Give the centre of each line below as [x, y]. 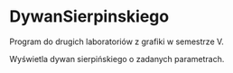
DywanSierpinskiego [89, 17]
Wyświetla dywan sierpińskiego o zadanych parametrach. [117, 59]
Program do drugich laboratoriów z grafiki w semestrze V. [116, 41]
